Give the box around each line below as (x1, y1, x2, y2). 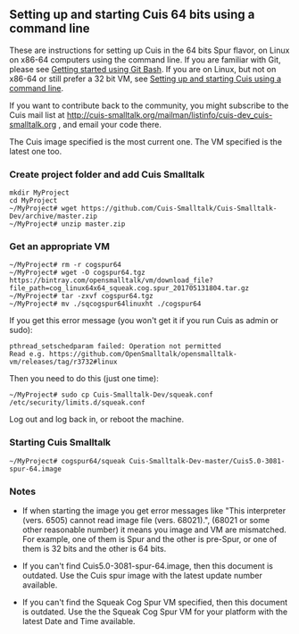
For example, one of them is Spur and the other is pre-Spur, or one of (21, 534, 278, 544)
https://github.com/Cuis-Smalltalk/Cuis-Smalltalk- (80, 204, 278, 213)
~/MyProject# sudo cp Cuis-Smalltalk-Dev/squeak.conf (9, 390, 214, 400)
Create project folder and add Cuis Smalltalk (9, 168, 205, 180)
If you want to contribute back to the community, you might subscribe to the (9, 100, 289, 111)
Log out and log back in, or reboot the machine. (9, 414, 185, 425)
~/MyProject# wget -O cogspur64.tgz (9, 268, 145, 278)
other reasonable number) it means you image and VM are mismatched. (21, 524, 287, 535)
